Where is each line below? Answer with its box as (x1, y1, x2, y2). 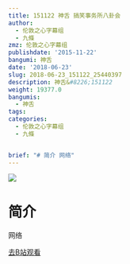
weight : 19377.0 (8, 85, 62, 94)
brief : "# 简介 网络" (8, 151, 75, 159)
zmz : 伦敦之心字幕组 (8, 41, 68, 49)
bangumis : (8, 93, 41, 101)
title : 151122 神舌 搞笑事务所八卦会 (8, 11, 121, 20)
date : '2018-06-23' (8, 64, 73, 72)
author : (8, 19, 34, 27)
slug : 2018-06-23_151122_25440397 (8, 71, 123, 79)
